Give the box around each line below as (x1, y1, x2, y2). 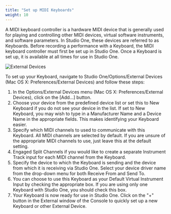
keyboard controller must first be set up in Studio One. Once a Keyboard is (5, 48, 162, 54)
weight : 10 (5, 12, 29, 17)
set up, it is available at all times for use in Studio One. (5, 53, 119, 59)
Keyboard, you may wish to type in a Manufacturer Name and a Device (12, 111, 162, 117)
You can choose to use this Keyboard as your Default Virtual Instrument (12, 176, 163, 182)
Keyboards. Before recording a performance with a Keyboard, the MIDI (5, 42, 154, 49)
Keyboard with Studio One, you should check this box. (12, 186, 127, 192)
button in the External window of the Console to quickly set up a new (12, 198, 158, 204)
